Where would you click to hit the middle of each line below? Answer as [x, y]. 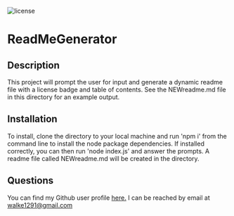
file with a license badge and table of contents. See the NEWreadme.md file [117, 89]
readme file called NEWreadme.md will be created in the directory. [103, 158]
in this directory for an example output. [64, 97]
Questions [31, 180]
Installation [32, 119]
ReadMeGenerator [62, 39]
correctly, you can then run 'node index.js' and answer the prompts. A [108, 151]
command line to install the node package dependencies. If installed [106, 144]
